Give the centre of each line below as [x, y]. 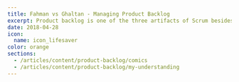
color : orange [28, 47]
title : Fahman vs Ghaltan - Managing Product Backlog [89, 14]
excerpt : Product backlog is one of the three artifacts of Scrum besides [121, 21]
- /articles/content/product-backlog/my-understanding [97, 67]
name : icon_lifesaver [46, 41]
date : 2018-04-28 [33, 27]
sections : [22, 54]
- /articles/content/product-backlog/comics [81, 61]
